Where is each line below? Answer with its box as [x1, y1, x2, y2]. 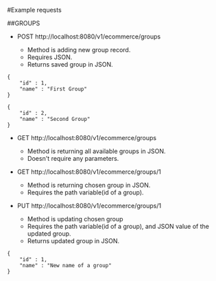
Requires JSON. [27, 53, 73, 61]
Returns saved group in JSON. [27, 60, 113, 68]
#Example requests [7, 6, 62, 14]
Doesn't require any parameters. [27, 155, 119, 162]
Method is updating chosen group [27, 215, 123, 223]
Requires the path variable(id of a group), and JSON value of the [27, 223, 209, 230]
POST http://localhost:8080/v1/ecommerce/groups [16, 32, 161, 41]
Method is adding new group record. [27, 46, 131, 54]
